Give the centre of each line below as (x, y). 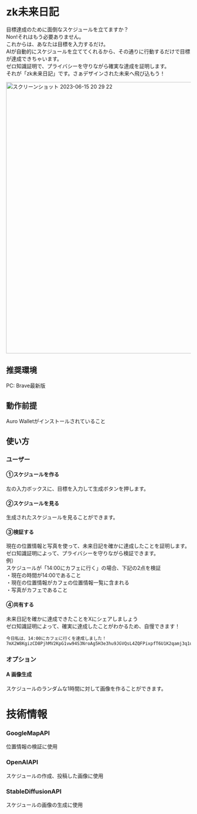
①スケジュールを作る (33, 474)
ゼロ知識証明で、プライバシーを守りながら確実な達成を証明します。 (88, 66)
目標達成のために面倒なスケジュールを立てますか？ (67, 29)
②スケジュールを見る (33, 503)
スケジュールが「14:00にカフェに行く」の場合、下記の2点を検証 (84, 568)
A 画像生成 (19, 674)
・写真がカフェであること (37, 590)
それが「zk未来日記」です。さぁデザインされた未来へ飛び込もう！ (86, 73)
